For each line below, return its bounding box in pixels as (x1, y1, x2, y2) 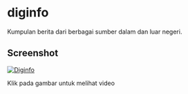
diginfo (7, 5, 49, 21)
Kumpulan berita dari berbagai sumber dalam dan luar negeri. (7, 27, 182, 36)
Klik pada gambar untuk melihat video (7, 79, 115, 87)
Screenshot (7, 47, 59, 59)
